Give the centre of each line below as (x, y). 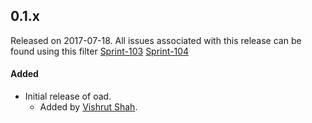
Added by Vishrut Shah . (88, 107)
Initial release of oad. (68, 96)
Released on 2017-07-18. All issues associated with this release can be (156, 40)
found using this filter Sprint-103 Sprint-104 (100, 51)
